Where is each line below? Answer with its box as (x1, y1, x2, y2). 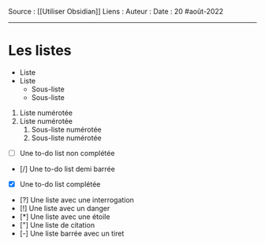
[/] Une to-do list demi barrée (19, 165, 116, 173)
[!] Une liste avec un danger (19, 204, 110, 213)
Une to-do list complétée (19, 180, 101, 188)
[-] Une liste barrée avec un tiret (19, 228, 125, 239)
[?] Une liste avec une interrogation (19, 195, 134, 205)
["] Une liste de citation (19, 221, 95, 230)
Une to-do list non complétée (19, 148, 115, 158)
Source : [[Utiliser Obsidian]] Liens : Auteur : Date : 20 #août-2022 (8, 7, 224, 16)
